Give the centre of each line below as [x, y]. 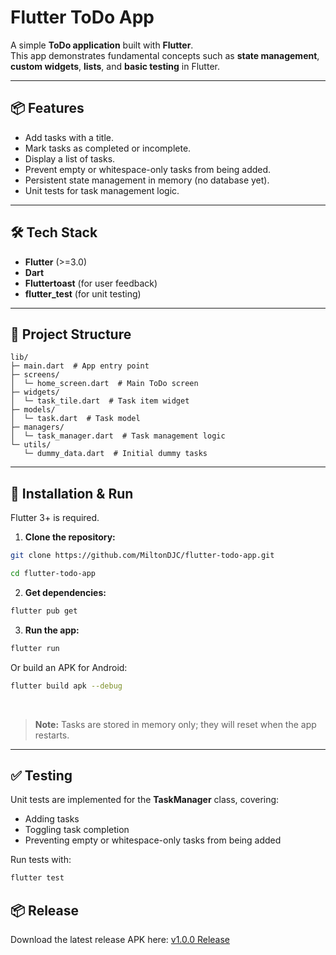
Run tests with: [41, 860]
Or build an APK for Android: [69, 667]
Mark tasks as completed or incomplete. [108, 148]
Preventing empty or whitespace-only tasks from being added [153, 840]
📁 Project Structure [71, 334]
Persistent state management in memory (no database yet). [147, 180]
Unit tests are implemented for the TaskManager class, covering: [145, 800]
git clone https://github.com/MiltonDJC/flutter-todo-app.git [142, 556]
